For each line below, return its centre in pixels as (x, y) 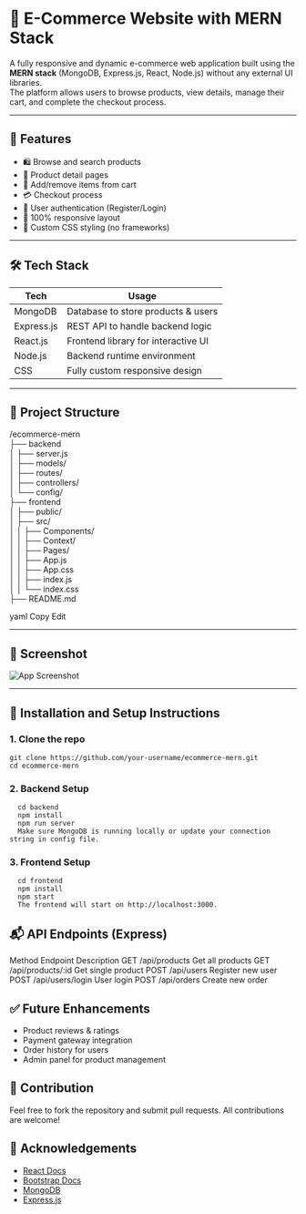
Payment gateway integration (77, 1040)
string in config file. (55, 839)
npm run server (46, 824)
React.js (31, 341)
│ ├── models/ (38, 463)
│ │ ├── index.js (41, 580)
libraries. (26, 82)
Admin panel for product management (94, 1060)
